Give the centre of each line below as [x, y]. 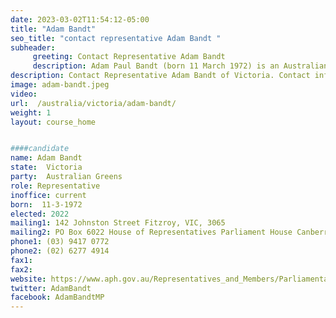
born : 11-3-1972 [46, 204]
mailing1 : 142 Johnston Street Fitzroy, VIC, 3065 [118, 223]
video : [24, 94]
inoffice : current [48, 195]
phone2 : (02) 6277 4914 [60, 251]
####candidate [40, 149]
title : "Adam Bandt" [53, 29]
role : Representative [55, 186]
